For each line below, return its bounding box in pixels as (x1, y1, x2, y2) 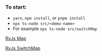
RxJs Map (5, 35, 27, 41)
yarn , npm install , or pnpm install (12, 15, 86, 21)
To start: (5, 4, 27, 11)
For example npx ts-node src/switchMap (12, 26, 97, 32)
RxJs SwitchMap (5, 45, 41, 51)
